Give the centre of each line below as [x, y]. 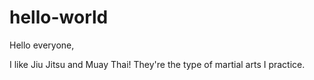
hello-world [59, 17]
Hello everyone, [42, 45]
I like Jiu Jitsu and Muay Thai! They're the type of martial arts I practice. [157, 64]
